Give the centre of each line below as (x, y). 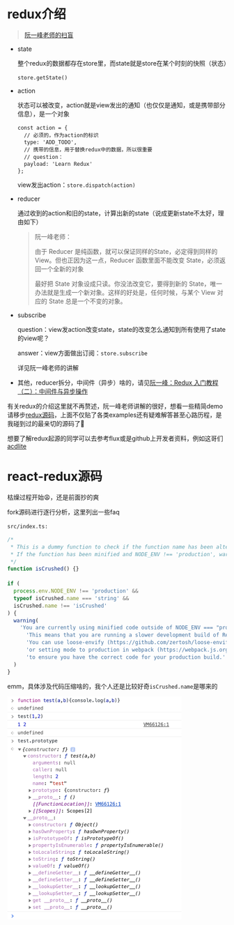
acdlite (17, 446)
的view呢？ (33, 338)
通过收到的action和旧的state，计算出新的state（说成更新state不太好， (117, 213)
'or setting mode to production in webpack (90, 650)
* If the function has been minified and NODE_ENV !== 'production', (113, 554)
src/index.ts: (28, 526)
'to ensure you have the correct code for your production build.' (126, 657)
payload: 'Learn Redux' (58, 164)
